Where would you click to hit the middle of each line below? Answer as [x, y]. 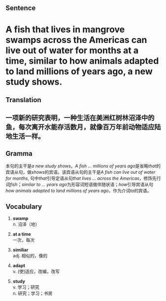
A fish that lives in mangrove [65, 29]
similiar [20, 250]
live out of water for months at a [72, 50]
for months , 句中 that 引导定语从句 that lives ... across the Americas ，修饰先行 [83, 178]
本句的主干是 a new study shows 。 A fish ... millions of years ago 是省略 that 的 [83, 166]
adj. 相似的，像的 [30, 256]
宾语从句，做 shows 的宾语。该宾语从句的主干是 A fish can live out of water [81, 172]
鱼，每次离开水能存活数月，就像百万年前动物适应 [80, 127]
